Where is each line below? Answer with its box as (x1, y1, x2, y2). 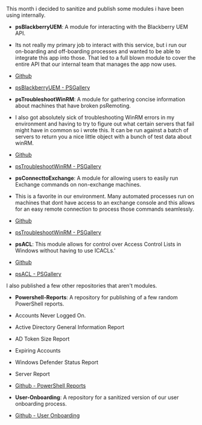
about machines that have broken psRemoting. (14, 102, 131, 109)
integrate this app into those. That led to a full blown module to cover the (14, 54, 196, 61)
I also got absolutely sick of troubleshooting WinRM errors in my (14, 114, 175, 121)
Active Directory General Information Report (14, 324, 125, 331)
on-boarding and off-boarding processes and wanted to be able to (14, 48, 181, 55)
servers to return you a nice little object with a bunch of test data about (14, 133, 192, 140)
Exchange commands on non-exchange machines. (14, 181, 142, 188)
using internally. (6, 11, 46, 19)
